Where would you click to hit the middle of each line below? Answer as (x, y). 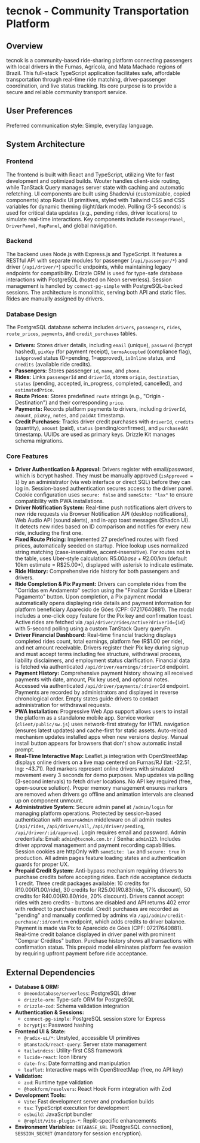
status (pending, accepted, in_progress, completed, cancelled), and (99, 383)
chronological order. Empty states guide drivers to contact (86, 699)
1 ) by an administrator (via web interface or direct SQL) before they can (103, 482)
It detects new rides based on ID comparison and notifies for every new (103, 527)
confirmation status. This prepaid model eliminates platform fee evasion (103, 947)
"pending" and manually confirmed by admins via (76, 915)
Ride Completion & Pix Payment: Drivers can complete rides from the (101, 584)
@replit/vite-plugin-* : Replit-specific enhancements (90, 1121)
